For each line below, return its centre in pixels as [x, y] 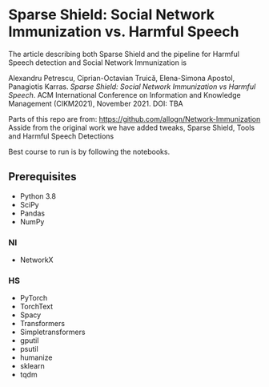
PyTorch [34, 298]
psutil [29, 349]
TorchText [36, 307]
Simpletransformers [52, 332]
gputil [29, 341]
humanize [36, 357]
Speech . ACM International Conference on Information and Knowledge [125, 95]
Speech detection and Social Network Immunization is [97, 62]
